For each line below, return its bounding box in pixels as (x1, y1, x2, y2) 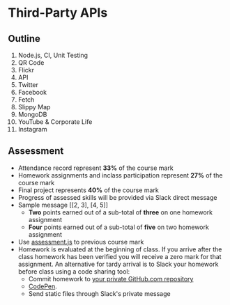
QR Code (17, 58, 45, 67)
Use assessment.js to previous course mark (17, 237, 144, 246)
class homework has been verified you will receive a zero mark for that (17, 252, 222, 260)
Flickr (17, 66, 34, 74)
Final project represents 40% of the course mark (17, 186, 159, 194)
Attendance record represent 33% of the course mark (17, 164, 174, 172)
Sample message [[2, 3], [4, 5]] (17, 201, 109, 209)
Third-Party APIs (8, 5, 108, 21)
